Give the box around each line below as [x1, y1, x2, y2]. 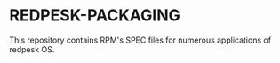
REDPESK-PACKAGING [9, 5, 180, 26]
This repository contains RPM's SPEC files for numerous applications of [9, 35, 272, 45]
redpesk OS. [9, 43, 55, 54]
